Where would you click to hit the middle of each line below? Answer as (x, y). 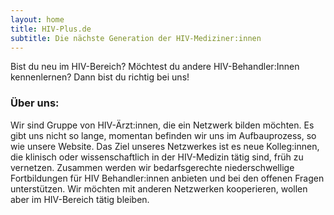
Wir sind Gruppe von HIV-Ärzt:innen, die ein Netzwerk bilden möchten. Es (162, 125)
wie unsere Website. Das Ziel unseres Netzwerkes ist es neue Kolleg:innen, (165, 146)
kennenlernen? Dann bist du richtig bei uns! (100, 77)
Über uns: (35, 103)
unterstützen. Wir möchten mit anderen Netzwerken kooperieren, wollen (159, 188)
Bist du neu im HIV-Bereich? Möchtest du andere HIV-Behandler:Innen (155, 67)
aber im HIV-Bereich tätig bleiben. (80, 199)
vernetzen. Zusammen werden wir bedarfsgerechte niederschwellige (152, 167)
